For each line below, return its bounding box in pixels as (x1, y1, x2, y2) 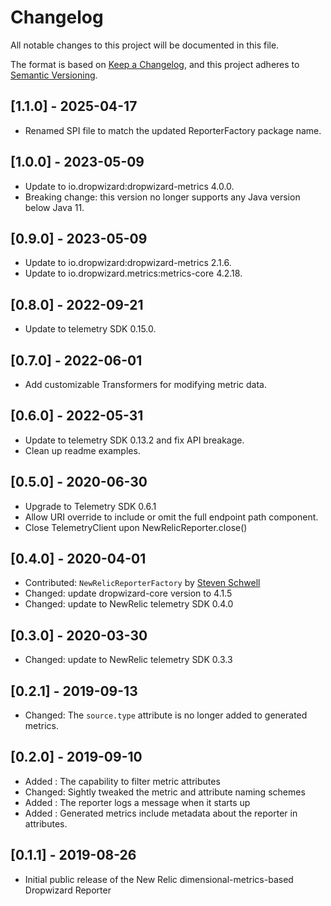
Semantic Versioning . (10, 69, 98, 81)
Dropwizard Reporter (24, 884, 112, 896)
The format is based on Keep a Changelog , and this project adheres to (10, 58, 300, 70)
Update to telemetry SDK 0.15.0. (24, 323, 157, 335)
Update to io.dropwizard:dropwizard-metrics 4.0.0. (24, 180, 235, 192)
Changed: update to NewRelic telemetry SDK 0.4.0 (24, 598, 234, 610)
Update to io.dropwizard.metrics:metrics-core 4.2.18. (24, 267, 243, 280)
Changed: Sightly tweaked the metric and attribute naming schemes (24, 786, 306, 798)
